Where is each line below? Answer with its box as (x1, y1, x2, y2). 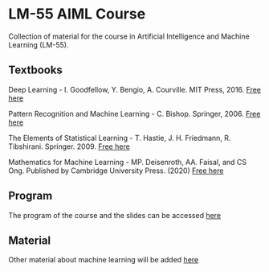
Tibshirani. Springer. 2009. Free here (8, 142, 130, 151)
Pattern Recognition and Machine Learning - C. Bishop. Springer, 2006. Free (8, 109, 261, 118)
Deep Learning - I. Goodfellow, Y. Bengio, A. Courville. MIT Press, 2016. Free (8, 84, 261, 94)
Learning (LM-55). (8, 39, 69, 49)
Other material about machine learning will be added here (8, 255, 199, 265)
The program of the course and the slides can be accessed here (8, 210, 222, 220)
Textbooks (8, 64, 63, 77)
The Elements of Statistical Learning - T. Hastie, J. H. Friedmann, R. (8, 133, 231, 142)
